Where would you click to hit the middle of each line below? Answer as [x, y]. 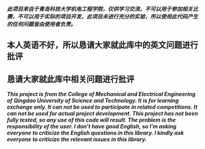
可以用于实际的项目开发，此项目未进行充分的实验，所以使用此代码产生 [110, 16]
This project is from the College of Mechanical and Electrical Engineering [101, 94]
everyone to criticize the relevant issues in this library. [77, 139]
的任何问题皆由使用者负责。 [42, 24]
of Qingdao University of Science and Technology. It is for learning [93, 101]
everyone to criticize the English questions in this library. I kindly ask [96, 133]
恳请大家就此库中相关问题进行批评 [71, 79]
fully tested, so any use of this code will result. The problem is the [92, 120]
